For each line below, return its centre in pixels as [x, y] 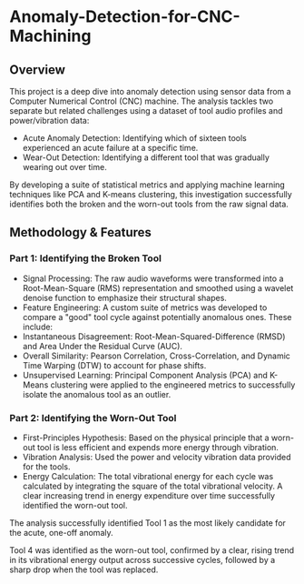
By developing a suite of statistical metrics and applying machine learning [147, 185]
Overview [38, 70]
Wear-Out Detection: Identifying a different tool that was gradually [146, 157]
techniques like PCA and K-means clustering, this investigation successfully [151, 194]
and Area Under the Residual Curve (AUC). [103, 346]
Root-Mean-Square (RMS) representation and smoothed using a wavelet [158, 287]
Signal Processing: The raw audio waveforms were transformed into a [153, 278]
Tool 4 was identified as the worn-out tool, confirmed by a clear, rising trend [152, 550]
